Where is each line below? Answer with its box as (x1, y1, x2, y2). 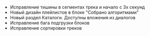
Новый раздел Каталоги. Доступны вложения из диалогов (10, 15, 135, 20)
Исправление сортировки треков (10, 25, 82, 31)
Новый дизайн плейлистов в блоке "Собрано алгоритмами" (10, 9, 139, 15)
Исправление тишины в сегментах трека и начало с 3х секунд (10, 4, 145, 10)
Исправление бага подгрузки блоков (10, 20, 90, 26)
